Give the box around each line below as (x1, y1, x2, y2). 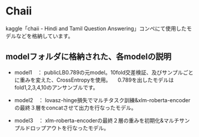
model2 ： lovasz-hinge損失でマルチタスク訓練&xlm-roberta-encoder (14, 96, 191, 103)
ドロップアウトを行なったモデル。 (25, 124, 109, 132)
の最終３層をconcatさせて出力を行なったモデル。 (14, 104, 137, 111)
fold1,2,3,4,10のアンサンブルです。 (14, 84, 98, 91)
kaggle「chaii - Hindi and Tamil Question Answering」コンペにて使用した (5, 25, 187, 32)
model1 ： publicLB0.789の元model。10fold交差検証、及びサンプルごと (14, 68, 194, 76)
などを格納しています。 (16, 32, 74, 40)
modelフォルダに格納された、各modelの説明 (5, 52, 171, 62)
